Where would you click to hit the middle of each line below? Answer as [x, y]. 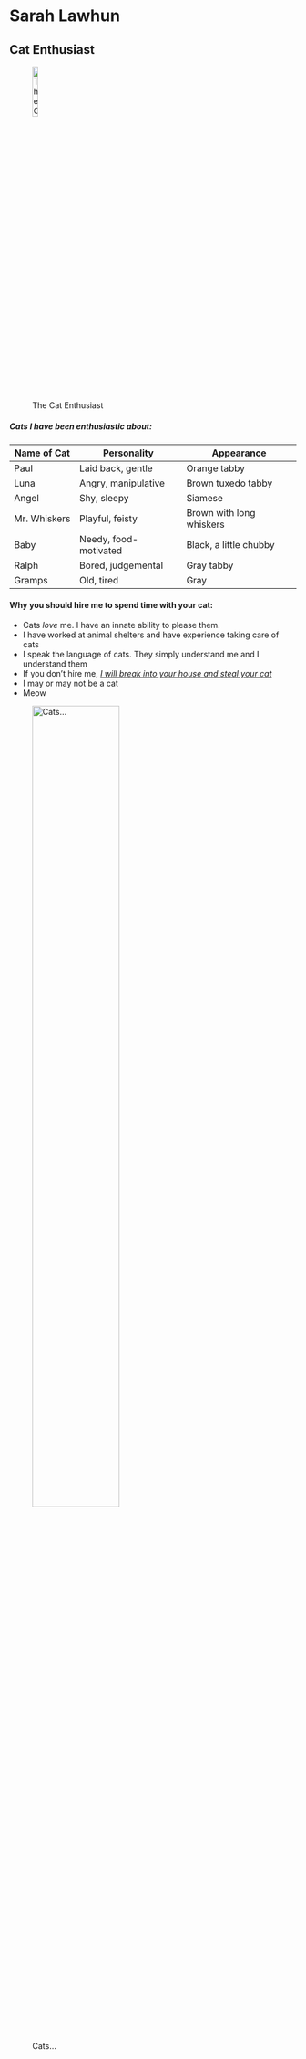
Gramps [31, 580]
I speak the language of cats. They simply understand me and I [141, 655]
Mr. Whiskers [42, 519]
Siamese [204, 498]
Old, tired [99, 580]
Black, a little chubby [230, 544]
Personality [129, 453]
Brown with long [221, 512]
